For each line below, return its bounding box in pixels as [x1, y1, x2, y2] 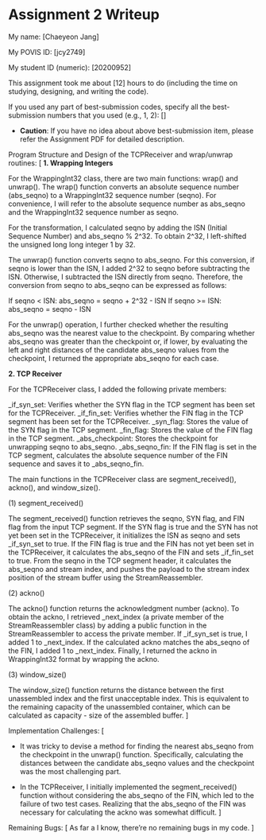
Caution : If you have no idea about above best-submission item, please [19, 126, 254, 135]
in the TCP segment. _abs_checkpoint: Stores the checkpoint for [8, 434, 218, 443]
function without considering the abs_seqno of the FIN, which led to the [19, 790, 254, 800]
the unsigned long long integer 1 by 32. [8, 239, 137, 249]
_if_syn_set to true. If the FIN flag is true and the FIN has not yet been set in [8, 539, 254, 548]
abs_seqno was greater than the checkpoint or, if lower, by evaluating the [8, 336, 248, 346]
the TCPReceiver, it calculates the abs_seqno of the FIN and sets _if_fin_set [8, 547, 254, 557]
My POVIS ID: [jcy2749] [8, 47, 86, 56]
